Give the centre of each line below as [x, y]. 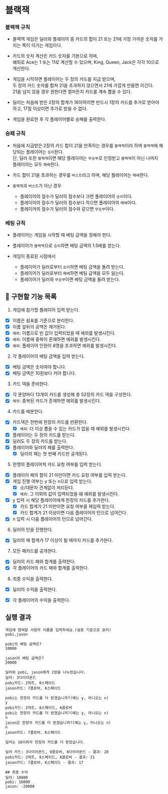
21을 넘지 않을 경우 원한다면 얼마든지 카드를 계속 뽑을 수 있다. [72, 92]
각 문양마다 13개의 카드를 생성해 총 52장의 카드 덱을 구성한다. [72, 395]
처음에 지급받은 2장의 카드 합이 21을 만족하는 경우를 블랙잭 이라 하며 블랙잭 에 [85, 145]
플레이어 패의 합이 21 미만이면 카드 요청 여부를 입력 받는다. [69, 475]
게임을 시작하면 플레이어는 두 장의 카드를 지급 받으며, [64, 79]
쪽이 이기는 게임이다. [42, 45]
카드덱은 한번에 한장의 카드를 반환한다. [50, 422]
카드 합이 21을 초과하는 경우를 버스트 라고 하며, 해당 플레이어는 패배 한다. [81, 175]
